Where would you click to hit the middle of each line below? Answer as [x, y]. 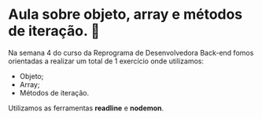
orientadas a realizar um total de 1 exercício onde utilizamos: [106, 61]
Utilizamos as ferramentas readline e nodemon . [86, 108]
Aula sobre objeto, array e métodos [125, 14]
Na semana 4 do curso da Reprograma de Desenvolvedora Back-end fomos [131, 52]
